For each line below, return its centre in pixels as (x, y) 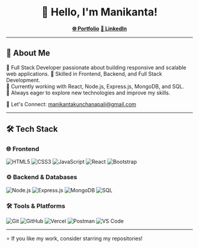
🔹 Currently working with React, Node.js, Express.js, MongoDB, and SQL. (95, 86)
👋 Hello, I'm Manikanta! (99, 12)
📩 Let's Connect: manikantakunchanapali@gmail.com (71, 104)
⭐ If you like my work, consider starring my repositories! (75, 239)
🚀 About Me (28, 53)
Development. (23, 80)
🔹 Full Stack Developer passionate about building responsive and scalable (96, 67)
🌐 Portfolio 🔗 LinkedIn (99, 28)
